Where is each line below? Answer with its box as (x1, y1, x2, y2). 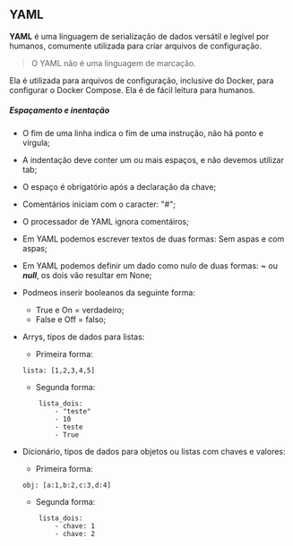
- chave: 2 (55, 529, 96, 538)
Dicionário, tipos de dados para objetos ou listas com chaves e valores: (22, 446, 286, 456)
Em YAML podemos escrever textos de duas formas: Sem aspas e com (22, 233, 285, 244)
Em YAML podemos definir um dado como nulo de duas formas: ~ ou (22, 260, 278, 271)
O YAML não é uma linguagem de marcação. (30, 57, 196, 68)
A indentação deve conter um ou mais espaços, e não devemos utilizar (22, 154, 285, 165)
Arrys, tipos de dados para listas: (22, 331, 145, 342)
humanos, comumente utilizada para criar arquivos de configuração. (9, 40, 263, 51)
